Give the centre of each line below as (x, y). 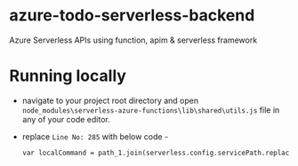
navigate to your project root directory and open (110, 100)
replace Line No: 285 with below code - (95, 136)
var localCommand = (58, 153)
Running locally (68, 76)
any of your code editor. (66, 119)
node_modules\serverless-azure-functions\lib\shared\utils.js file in (151, 110)
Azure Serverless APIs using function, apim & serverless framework (133, 40)
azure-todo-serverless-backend (132, 16)
